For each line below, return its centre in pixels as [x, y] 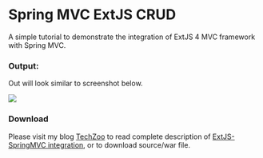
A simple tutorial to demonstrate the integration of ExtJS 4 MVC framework [132, 37]
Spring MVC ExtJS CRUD [92, 15]
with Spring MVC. [37, 45]
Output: [24, 65]
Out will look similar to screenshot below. [76, 83]
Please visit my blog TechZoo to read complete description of [110, 136]
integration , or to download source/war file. [119, 144]
